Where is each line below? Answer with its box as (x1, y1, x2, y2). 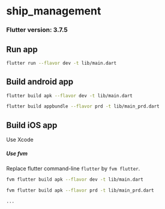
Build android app (6, 77, 74, 87)
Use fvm (6, 150, 28, 157)
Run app (6, 44, 38, 55)
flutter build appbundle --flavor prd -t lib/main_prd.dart (6, 103, 160, 109)
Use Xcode (6, 136, 34, 144)
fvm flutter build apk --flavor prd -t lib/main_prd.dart (6, 187, 154, 193)
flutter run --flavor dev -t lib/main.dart (6, 60, 117, 66)
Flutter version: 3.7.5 (6, 26, 68, 34)
